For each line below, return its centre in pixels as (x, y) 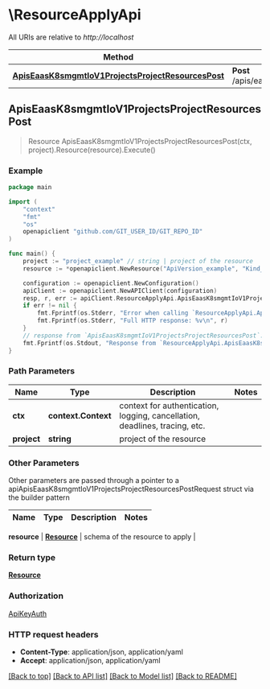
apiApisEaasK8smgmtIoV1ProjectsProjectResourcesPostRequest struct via (131, 489)
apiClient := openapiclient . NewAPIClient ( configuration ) (120, 291)
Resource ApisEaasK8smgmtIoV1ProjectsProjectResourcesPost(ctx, (140, 141)
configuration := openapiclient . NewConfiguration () (111, 283)
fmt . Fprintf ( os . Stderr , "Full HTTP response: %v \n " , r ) (133, 321)
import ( (23, 202)
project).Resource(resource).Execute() (92, 150)
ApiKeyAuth (28, 613)
